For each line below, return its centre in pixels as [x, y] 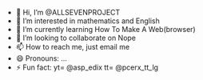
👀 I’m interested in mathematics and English [88, 21]
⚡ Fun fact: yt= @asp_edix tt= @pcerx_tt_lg [87, 67]
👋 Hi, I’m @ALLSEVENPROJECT [68, 12]
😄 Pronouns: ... [42, 58]
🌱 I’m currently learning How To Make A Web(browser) [105, 29]
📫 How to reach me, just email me [73, 47]
